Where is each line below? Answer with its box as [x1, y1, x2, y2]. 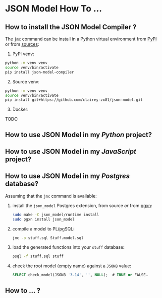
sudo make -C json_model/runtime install [12, 212, 100, 217]
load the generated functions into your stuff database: [12, 244, 125, 250]
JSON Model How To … [5, 3, 103, 14]
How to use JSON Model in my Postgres [5, 172, 130, 180]
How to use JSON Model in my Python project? [5, 130, 152, 139]
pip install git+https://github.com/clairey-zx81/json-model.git [5, 97, 143, 102]
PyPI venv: [12, 51, 35, 57]
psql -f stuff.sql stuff [12, 254, 64, 259]
